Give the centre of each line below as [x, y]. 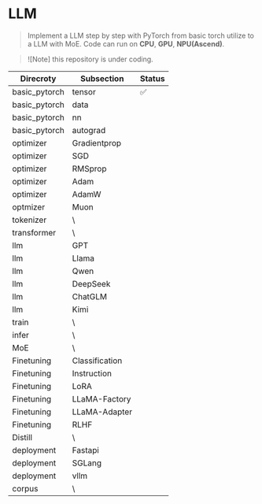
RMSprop [89, 169]
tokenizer [30, 220]
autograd [89, 130]
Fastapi [86, 450]
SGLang [87, 463]
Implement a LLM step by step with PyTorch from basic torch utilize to [140, 35]
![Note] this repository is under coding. [90, 59]
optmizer [29, 207]
